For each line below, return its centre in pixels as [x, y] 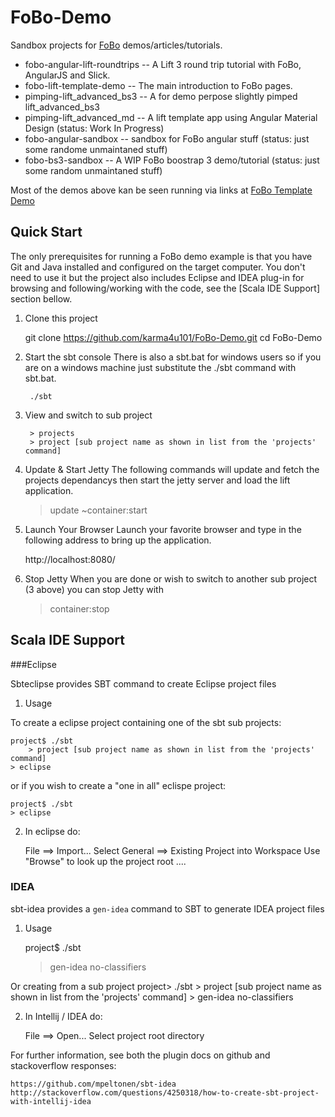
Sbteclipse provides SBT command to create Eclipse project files [143, 683]
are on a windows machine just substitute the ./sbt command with [160, 367]
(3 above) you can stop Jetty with [94, 589]
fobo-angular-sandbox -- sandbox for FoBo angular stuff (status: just [167, 138]
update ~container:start [98, 510]
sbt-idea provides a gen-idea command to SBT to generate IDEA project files [167, 908]
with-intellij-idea [51, 1101]
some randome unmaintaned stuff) [96, 149]
